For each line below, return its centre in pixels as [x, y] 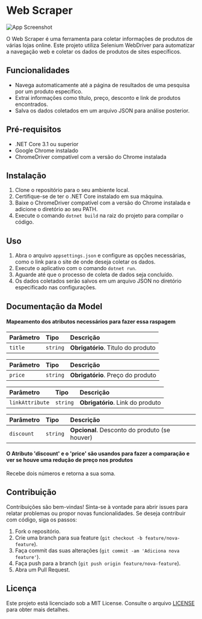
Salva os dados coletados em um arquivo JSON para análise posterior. [102, 110]
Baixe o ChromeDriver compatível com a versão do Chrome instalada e [103, 203]
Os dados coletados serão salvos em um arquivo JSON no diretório [98, 281]
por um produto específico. [49, 91]
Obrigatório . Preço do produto [113, 375]
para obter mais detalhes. [38, 609]
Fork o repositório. [38, 531]
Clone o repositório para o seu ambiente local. [72, 190]
